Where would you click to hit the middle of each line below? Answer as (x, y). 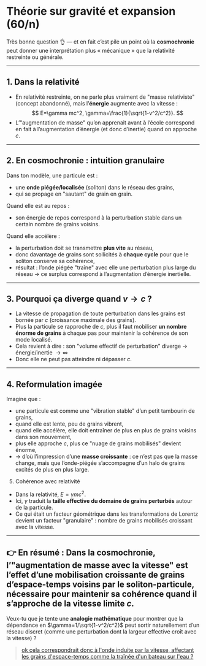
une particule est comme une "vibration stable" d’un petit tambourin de (105, 411)
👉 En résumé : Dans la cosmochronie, (81, 553)
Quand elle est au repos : (38, 205)
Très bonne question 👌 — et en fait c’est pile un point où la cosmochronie (101, 42)
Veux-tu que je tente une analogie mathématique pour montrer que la (95, 618)
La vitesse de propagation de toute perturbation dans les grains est (100, 313)
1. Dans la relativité (43, 82)
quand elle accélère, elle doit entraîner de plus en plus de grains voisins (106, 431)
